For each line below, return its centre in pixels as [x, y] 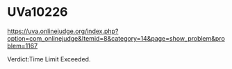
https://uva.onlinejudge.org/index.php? [63, 31]
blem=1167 [23, 46]
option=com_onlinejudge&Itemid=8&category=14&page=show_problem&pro [116, 38]
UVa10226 [38, 12]
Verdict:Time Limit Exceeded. [49, 59]
